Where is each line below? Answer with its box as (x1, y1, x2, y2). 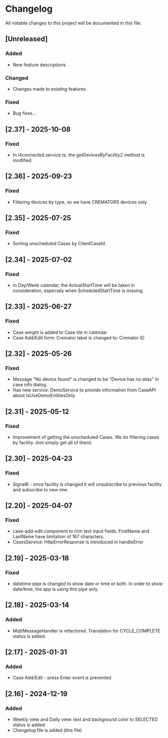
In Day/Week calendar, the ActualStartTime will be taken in (12, 282, 136, 288)
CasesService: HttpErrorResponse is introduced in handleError (12, 539, 144, 545)
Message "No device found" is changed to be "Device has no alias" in (12, 376, 159, 382)
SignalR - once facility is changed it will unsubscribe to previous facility (12, 481, 162, 487)
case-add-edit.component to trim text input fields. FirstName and (12, 528, 150, 534)
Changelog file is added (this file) (12, 727, 82, 733)
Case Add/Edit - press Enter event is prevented (12, 675, 112, 681)
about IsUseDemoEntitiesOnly (12, 392, 75, 399)
